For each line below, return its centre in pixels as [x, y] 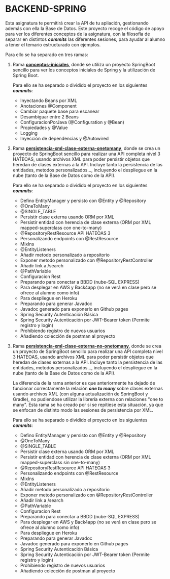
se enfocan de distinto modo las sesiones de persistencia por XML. [83, 410]
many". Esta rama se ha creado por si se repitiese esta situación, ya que [88, 405]
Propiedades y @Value [44, 128]
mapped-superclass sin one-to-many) [60, 462]
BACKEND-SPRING [46, 9]
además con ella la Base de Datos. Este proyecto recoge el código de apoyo [85, 28]
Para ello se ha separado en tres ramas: [47, 55]
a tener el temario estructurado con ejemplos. [53, 44]
